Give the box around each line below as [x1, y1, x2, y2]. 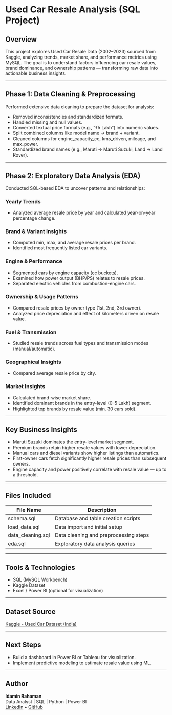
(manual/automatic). [12, 345, 55, 352]
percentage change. [12, 215, 56, 221]
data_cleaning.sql [8, 532, 50, 539]
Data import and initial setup [54, 524, 123, 531]
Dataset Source [5, 607, 56, 616]
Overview [5, 35, 37, 44]
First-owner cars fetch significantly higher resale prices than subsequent [12, 455, 167, 461]
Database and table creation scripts [54, 515, 141, 522]
